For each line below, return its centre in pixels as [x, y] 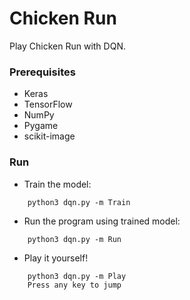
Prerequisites [42, 72]
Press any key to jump [74, 285]
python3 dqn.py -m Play [77, 276]
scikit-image [49, 136]
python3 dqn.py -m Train [79, 202]
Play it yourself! [56, 258]
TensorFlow [48, 104]
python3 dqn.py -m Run [74, 239]
